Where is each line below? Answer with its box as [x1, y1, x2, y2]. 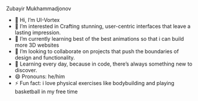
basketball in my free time [14, 88, 78, 95]
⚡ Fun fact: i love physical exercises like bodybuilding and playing [14, 80, 174, 86]
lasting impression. [14, 29, 61, 36]
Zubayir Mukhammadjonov [6, 5, 72, 12]
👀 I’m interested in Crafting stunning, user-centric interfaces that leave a [14, 23, 191, 30]
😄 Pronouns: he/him [14, 73, 65, 80]
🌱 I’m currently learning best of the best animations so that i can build [14, 35, 184, 42]
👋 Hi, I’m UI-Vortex [14, 17, 60, 23]
